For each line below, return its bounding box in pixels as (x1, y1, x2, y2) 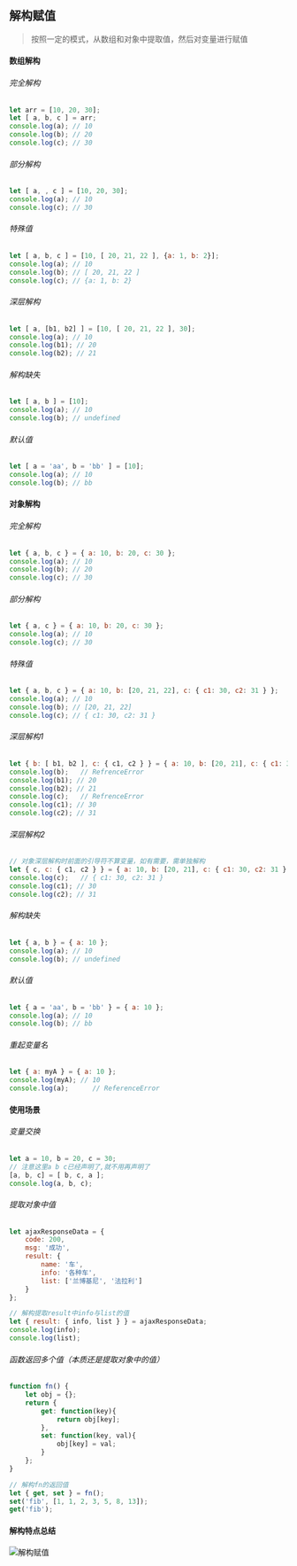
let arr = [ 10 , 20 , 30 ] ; (9, 105, 101, 114)
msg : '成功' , (25, 1243, 71, 1252)
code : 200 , (25, 1235, 65, 1244)
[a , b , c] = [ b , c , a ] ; (9, 1171, 104, 1180)
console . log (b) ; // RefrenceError (9, 767, 144, 776)
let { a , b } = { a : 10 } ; (9, 938, 109, 947)
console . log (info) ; (9, 1326, 81, 1335)
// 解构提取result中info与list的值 (9, 1309, 130, 1318)
